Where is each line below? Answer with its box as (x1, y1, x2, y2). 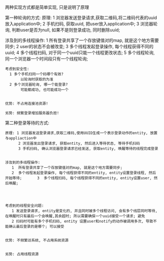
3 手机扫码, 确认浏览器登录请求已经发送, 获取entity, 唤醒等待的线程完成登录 (18, 146, 158, 151)
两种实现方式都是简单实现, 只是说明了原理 (5, 4, 89, 10)
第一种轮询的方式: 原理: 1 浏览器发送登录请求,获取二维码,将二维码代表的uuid (5, 15, 158, 21)
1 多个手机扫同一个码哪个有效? (9, 72, 64, 77)
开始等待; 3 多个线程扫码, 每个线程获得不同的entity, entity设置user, (5, 176, 152, 181)
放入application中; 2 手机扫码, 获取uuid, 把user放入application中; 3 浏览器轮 (5, 21, 158, 26)
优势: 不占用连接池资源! (5, 101, 48, 106)
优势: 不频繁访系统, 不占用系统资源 (5, 238, 69, 243)
